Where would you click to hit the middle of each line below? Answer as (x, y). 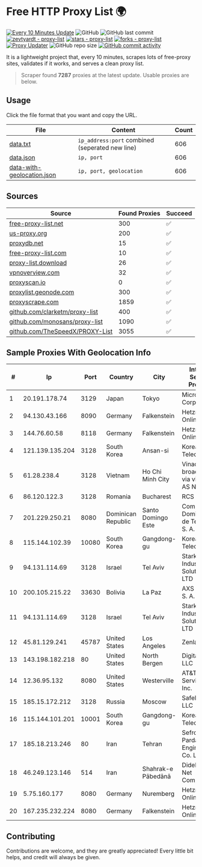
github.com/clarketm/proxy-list (54, 311)
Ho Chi (152, 472)
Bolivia (115, 592)
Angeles (154, 646)
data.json (22, 157)
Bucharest (157, 497)
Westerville (158, 681)
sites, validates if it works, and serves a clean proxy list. (75, 63)
